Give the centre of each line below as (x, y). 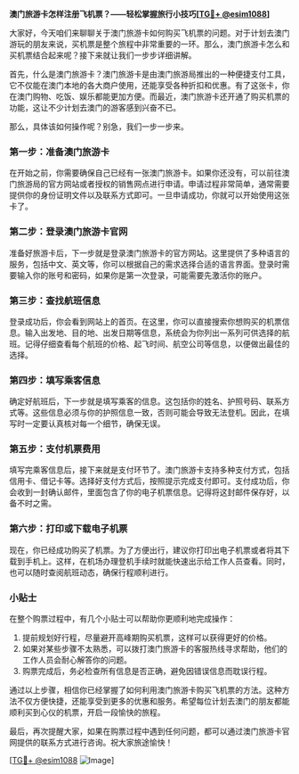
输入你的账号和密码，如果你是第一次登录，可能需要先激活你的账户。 (141, 275)
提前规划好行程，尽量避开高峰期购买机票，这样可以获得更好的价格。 (147, 638)
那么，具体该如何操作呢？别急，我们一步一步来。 (99, 127)
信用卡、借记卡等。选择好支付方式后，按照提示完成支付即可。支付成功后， (145, 482)
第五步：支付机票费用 (55, 449)
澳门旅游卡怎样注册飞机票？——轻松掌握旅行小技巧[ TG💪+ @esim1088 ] (140, 14)
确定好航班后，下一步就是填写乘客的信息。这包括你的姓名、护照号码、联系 (145, 401)
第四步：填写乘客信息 (55, 380)
